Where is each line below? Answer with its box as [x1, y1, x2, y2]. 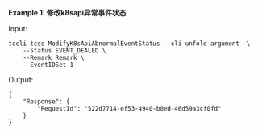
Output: [8, 75, 34, 84]
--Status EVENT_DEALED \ [23, 47, 106, 55]
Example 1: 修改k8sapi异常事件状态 [8, 8, 127, 17]
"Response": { [23, 98, 70, 106]
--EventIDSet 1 [23, 61, 74, 69]
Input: [8, 24, 28, 33]
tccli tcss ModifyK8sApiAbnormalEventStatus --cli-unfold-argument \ [8, 40, 251, 48]
